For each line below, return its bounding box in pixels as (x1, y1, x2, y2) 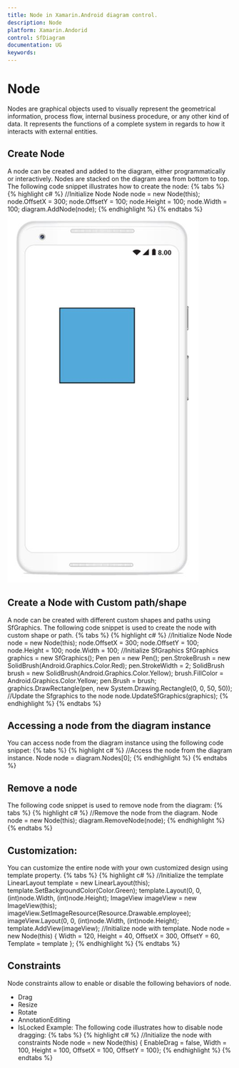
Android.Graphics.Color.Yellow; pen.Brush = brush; (7, 676, 157, 685)
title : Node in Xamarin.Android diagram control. (7, 11, 158, 19)
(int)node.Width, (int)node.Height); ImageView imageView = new (7, 894, 198, 902)
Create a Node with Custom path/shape (7, 597, 187, 609)
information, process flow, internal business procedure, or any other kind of (7, 111, 230, 121)
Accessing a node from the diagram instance (7, 720, 211, 732)
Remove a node (7, 782, 78, 794)
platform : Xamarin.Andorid (7, 26, 88, 34)
